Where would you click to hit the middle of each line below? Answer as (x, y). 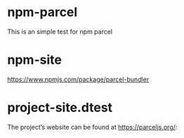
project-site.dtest (60, 108)
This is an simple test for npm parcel (60, 32)
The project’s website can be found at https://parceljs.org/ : (92, 127)
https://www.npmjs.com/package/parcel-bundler (78, 79)
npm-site (34, 60)
